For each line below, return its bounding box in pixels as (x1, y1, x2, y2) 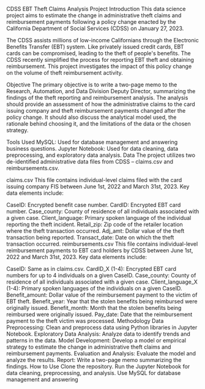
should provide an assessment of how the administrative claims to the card (6, 100, 196, 108)
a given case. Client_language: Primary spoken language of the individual (6, 214, 192, 221)
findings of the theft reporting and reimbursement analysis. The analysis (6, 94, 188, 101)
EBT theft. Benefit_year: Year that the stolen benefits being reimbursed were (6, 298, 198, 305)
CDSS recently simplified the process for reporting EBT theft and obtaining (6, 56, 195, 63)
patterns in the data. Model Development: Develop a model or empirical (6, 337, 187, 344)
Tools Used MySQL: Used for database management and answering (6, 138, 178, 146)
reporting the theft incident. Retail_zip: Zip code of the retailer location (6, 221, 184, 228)
